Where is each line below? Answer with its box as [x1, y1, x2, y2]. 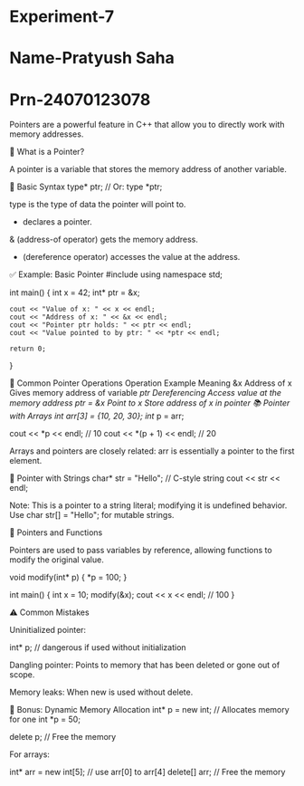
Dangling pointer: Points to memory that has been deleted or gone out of [9, 659, 280, 671]
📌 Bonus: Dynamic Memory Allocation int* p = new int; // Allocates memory [9, 705, 290, 715]
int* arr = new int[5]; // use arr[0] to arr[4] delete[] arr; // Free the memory [9, 767, 286, 778]
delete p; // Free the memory [9, 732, 117, 743]
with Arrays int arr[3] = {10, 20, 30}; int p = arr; [9, 410, 185, 422]
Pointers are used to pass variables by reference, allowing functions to [9, 545, 273, 556]
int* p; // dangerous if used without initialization [9, 642, 187, 653]
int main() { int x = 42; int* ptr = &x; [9, 287, 140, 298]
